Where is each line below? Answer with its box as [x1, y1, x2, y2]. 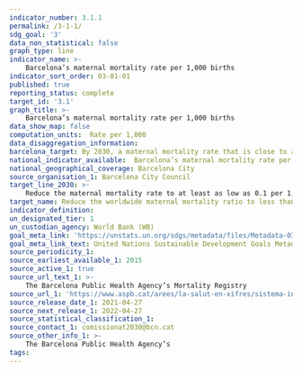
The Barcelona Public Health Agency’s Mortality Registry [25, 281, 247, 290]
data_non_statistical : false [9, 38, 119, 48]
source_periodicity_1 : [9, 248, 94, 257]
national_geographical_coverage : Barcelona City [9, 164, 195, 173]
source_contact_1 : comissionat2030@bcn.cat [9, 323, 175, 332]
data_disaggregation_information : [9, 139, 139, 148]
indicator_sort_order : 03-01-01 [9, 72, 130, 81]
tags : [9, 348, 30, 357]
